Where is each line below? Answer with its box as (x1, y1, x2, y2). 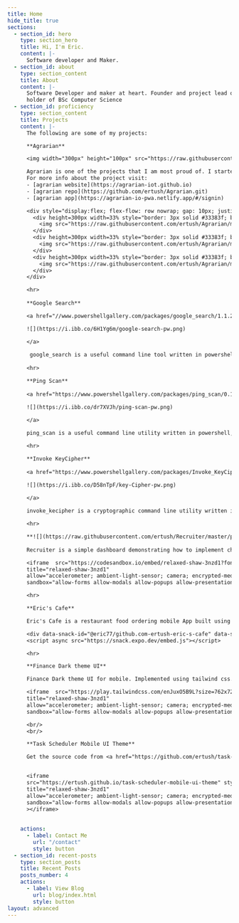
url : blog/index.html (33, 891, 97, 899)
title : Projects (20, 116, 69, 123)
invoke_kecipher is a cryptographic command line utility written (26, 507, 228, 515)
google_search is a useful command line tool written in (29, 352, 202, 359)
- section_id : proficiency (14, 103, 94, 110)
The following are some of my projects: (26, 130, 148, 137)
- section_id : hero (14, 30, 72, 38)
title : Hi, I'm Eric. (20, 43, 84, 51)
